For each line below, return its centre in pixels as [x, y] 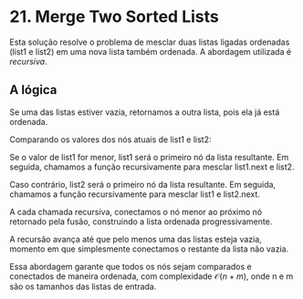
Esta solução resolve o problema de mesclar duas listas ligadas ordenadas [150, 42]
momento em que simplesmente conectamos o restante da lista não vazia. [149, 249]
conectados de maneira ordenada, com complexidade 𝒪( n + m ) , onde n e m [151, 276]
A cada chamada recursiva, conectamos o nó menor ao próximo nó [136, 211]
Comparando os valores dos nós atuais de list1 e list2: [110, 139]
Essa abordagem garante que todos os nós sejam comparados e [131, 266]
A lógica [33, 90]
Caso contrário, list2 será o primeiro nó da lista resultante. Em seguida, [143, 184]
